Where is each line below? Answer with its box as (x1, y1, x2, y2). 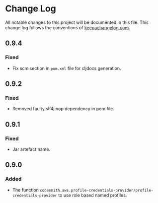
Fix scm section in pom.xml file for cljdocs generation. (12, 65, 121, 71)
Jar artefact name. (12, 146, 51, 152)
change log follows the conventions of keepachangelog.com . (5, 24, 130, 30)
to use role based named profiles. (58, 192, 127, 198)
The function (12, 187, 39, 193)
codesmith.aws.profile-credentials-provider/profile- (39, 188, 154, 193)
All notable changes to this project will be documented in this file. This (5, 19, 149, 25)
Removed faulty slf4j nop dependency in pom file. (12, 106, 114, 112)
